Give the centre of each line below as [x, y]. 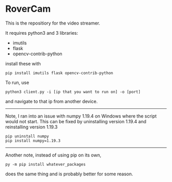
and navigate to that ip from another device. [52, 101]
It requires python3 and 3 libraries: [42, 33]
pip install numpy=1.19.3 [33, 141]
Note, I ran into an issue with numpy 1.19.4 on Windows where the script [81, 116]
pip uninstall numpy [27, 136]
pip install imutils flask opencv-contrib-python [59, 73]
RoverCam [28, 9]
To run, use [17, 82]
